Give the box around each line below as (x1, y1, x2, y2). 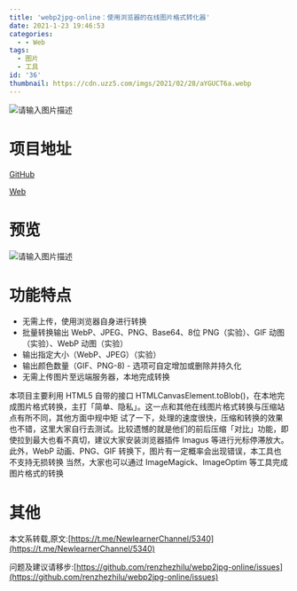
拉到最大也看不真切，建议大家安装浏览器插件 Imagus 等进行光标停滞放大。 (16, 435, 290, 445)
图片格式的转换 (9, 468, 64, 479)
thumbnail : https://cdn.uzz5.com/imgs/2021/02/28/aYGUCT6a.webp (9, 79, 252, 88)
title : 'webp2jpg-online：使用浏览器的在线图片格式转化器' (9, 12, 211, 22)
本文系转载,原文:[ (9, 533, 72, 544)
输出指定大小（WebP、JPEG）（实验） (21, 350, 161, 360)
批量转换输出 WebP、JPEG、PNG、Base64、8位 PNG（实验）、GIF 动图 (21, 327, 285, 338)
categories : (9, 29, 53, 38)
